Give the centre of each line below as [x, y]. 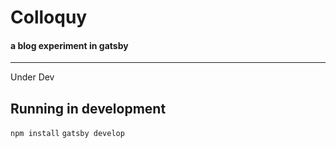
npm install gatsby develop [67, 134]
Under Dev [32, 77]
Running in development [88, 108]
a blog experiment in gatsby [69, 45]
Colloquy [49, 17]
